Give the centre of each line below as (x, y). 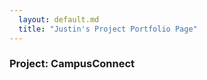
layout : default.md (59, 19)
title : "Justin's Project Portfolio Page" (108, 29)
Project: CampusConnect (72, 64)
